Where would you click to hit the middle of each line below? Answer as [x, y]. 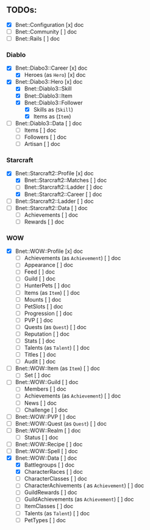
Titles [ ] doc [40, 355]
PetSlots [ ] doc [44, 306]
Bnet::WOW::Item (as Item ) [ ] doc [58, 368]
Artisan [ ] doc [42, 143]
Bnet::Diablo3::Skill [48, 89]
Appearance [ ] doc [49, 265]
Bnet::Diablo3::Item [48, 96]
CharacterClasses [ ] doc [55, 479]
